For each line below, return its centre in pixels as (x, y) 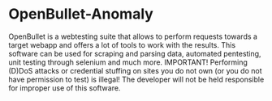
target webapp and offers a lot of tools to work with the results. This (122, 44)
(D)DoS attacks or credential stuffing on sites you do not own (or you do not (135, 70)
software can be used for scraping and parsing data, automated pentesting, (135, 53)
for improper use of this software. (65, 88)
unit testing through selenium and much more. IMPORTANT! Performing (128, 62)
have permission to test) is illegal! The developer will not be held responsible (136, 79)
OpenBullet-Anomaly (81, 14)
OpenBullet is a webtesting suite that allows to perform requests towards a (133, 36)
